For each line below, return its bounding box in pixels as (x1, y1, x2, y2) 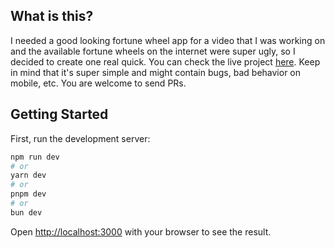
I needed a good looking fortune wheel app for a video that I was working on (10, 34, 326, 46)
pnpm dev (10, 189, 47, 199)
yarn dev (10, 170, 47, 181)
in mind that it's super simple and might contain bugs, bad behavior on (10, 66, 302, 78)
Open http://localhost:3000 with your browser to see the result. (10, 225, 272, 238)
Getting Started (10, 106, 109, 123)
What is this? (10, 8, 94, 25)
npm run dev (10, 152, 60, 162)
